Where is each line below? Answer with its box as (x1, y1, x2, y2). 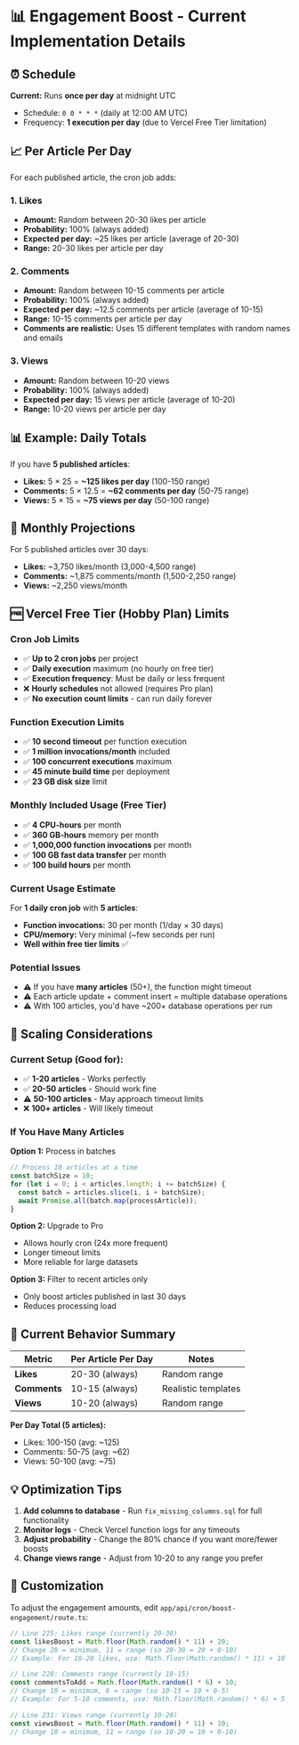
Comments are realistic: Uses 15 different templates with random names (22, 323, 291, 334)
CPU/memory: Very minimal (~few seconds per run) (22, 929, 216, 940)
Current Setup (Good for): (10, 1053, 124, 1065)
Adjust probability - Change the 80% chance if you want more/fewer (22, 1534, 279, 1545)
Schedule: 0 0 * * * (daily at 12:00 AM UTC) (22, 108, 188, 118)
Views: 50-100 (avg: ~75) (22, 1456, 117, 1467)
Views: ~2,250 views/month (22, 580, 128, 591)
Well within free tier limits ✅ (22, 938, 129, 949)
